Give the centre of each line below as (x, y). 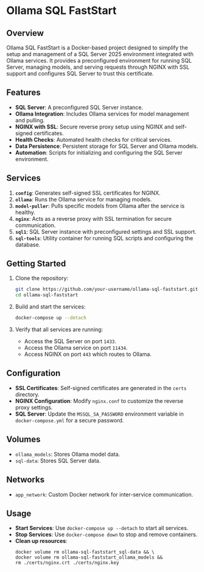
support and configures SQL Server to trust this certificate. (80, 73)
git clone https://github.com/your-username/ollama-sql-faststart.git (107, 290)
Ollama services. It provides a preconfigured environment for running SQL (99, 61)
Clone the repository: (42, 278)
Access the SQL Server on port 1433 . (70, 341)
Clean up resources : (41, 541)
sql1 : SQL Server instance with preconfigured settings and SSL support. (106, 231)
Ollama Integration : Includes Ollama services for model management (102, 114)
